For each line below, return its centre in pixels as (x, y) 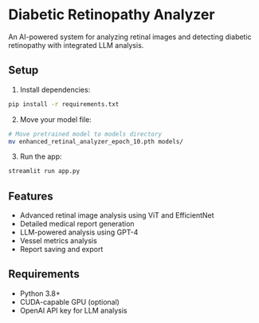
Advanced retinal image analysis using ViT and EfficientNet (117, 215)
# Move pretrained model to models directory (85, 134)
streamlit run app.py (44, 171)
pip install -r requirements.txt (64, 104)
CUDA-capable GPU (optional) (69, 301)
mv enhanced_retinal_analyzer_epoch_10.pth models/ (96, 141)
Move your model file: (55, 119)
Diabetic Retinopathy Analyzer (112, 15)
